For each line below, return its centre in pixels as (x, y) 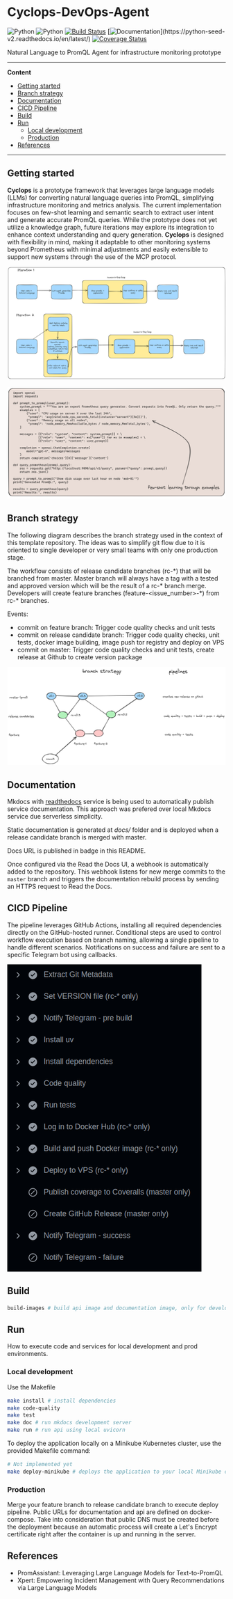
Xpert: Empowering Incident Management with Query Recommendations (121, 1580)
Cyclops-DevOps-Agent (78, 12)
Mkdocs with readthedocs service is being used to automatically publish (110, 802)
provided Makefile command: (49, 1451)
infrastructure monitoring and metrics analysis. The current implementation (114, 205)
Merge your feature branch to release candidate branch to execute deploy (113, 1505)
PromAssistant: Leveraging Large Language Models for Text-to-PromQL (120, 1573)
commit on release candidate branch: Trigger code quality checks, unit (118, 635)
